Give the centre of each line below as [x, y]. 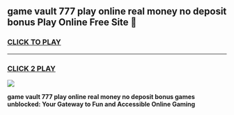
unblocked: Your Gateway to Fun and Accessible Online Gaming [101, 104]
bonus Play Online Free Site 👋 [72, 23]
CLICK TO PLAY [34, 43]
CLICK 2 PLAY [31, 68]
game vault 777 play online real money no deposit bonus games [101, 96]
